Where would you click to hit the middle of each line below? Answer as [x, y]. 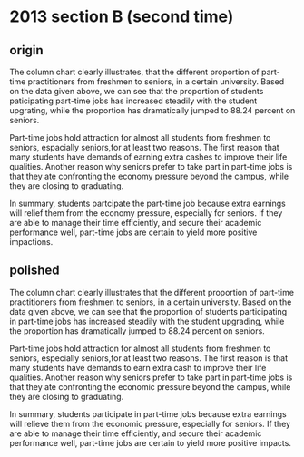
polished [35, 271]
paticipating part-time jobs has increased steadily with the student [133, 101]
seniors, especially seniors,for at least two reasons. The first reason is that [149, 358]
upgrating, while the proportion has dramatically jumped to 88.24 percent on [152, 110]
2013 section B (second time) [122, 17]
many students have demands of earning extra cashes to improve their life [148, 157]
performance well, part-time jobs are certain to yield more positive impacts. [151, 442]
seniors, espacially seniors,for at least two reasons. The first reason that [144, 147]
